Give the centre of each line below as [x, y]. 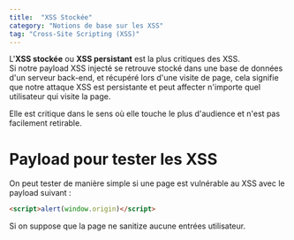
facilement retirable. [45, 123]
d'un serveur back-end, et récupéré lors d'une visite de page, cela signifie [144, 78]
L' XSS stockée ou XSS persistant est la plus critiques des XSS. [125, 59]
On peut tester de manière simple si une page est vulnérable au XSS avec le [147, 183]
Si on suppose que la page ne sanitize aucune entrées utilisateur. [127, 226]
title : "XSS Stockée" [51, 17]
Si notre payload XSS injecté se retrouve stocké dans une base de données [146, 68]
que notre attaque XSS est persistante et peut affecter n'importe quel [135, 87]
